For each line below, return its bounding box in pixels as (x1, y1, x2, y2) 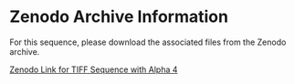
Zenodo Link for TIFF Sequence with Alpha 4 (9, 64, 178, 75)
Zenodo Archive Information (9, 6, 228, 27)
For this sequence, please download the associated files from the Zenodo (9, 37, 287, 47)
